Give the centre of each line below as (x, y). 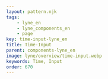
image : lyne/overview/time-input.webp (54, 56)
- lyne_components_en (43, 28)
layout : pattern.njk (32, 12)
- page (25, 34)
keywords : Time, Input (34, 61)
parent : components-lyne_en (41, 50)
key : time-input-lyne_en (37, 39)
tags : (13, 17)
